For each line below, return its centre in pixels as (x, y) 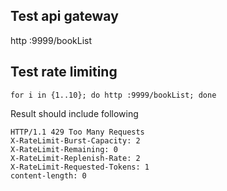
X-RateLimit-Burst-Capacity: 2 (75, 140)
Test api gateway (64, 16)
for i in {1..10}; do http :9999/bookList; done (113, 95)
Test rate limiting (64, 72)
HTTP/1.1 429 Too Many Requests (77, 132)
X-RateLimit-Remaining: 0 (64, 149)
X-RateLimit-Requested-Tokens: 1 (80, 167)
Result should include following (74, 113)
